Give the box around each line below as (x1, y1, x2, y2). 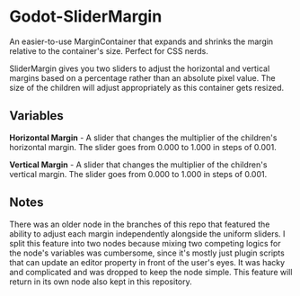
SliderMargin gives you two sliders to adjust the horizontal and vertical (9, 63, 270, 74)
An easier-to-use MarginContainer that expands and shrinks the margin (9, 36, 274, 47)
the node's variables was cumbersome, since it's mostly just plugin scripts (9, 247, 285, 258)
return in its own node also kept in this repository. (9, 276, 192, 287)
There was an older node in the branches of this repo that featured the (9, 219, 270, 229)
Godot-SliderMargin (9, 6, 163, 27)
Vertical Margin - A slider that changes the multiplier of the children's (9, 159, 268, 170)
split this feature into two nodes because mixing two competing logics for (9, 238, 281, 248)
